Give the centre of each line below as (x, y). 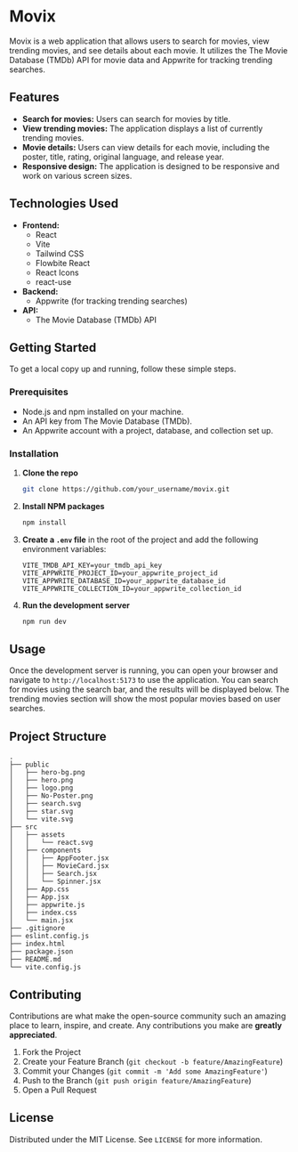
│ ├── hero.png (41, 781)
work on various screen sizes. (77, 175)
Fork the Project (52, 1052)
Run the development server (76, 605)
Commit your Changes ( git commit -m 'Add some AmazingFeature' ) (145, 1071)
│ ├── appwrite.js (48, 905)
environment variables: (64, 548)
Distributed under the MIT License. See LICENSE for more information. (136, 1139)
